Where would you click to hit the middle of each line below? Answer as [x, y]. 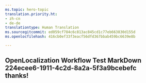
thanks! [17, 76]
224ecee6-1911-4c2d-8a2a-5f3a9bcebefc [71, 68]
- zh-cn [13, 18]
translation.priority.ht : [31, 14]
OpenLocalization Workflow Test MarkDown [73, 60]
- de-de [13, 23]
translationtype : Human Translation [42, 28]
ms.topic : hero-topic [27, 9]
